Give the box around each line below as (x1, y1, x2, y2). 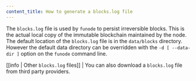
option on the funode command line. (20, 50, 108, 57)
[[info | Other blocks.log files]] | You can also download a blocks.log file (6, 61, 182, 69)
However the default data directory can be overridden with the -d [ (6, 44, 170, 51)
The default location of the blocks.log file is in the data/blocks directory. (6, 37, 182, 44)
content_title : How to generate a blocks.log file (6, 8, 133, 15)
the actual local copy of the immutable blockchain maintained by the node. (6, 31, 187, 38)
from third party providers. (6, 67, 71, 74)
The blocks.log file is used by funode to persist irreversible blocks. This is (6, 25, 185, 32)
